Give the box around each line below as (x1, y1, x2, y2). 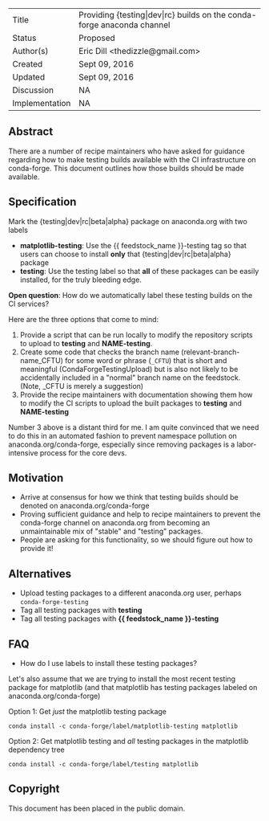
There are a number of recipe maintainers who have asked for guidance (8, 146, 246, 156)
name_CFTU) (19, 355, 64, 365)
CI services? (8, 299, 50, 308)
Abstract (8, 125, 54, 139)
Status (12, 32, 37, 43)
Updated (12, 71, 46, 83)
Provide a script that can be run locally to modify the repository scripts (19, 329, 254, 340)
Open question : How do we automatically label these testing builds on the (8, 290, 253, 300)
